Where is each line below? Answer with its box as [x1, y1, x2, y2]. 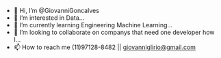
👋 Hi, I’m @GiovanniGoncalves [13, 7, 99, 14]
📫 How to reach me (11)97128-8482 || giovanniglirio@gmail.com [13, 43, 196, 51]
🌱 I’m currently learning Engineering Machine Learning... [13, 21, 173, 29]
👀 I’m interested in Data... [13, 14, 85, 22]
